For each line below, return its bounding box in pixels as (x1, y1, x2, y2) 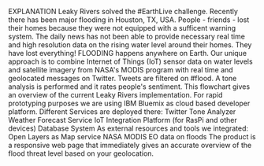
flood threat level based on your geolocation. (8, 149, 154, 158)
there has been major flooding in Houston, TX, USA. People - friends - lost (8, 15, 250, 24)
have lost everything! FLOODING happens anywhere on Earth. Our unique (8, 49, 247, 57)
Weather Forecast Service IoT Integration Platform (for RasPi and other (8, 116, 238, 124)
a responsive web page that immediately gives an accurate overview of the (8, 141, 252, 149)
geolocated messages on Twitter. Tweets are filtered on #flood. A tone (8, 74, 237, 83)
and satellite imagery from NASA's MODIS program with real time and (8, 65, 234, 74)
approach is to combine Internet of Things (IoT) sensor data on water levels (8, 57, 254, 66)
